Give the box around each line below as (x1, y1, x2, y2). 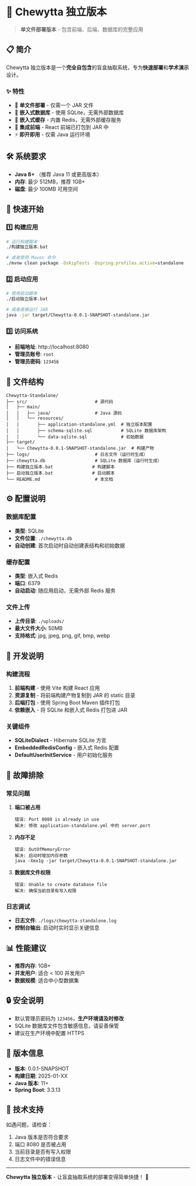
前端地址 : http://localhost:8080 (14, 343, 89, 350)
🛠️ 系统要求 (6, 152, 47, 162)
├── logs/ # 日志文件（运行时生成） (6, 452, 148, 457)
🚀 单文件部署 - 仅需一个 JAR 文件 (14, 102, 94, 109)
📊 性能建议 (6, 943, 47, 953)
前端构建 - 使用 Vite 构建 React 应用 (14, 684, 100, 691)
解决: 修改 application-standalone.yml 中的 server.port (14, 822, 150, 829)
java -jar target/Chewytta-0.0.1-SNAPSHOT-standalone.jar (6, 312, 150, 318)
